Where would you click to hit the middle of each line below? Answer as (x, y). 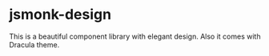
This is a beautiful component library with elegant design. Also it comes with (135, 36)
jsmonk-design (60, 15)
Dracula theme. (34, 44)
